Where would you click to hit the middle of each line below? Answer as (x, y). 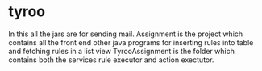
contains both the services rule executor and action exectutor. (111, 60)
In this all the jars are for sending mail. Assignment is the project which (126, 34)
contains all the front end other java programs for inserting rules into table (131, 42)
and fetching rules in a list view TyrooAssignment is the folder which (122, 51)
